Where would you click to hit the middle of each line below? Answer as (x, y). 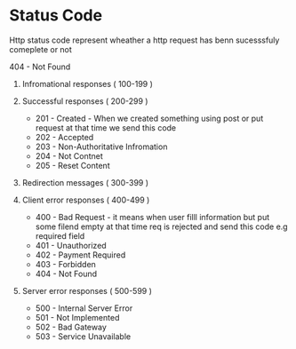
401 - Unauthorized (71, 245)
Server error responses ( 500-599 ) (87, 290)
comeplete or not (41, 49)
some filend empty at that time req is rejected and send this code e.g (161, 226)
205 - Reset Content (72, 165)
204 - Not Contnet (69, 155)
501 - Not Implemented (77, 317)
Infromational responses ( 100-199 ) (88, 83)
